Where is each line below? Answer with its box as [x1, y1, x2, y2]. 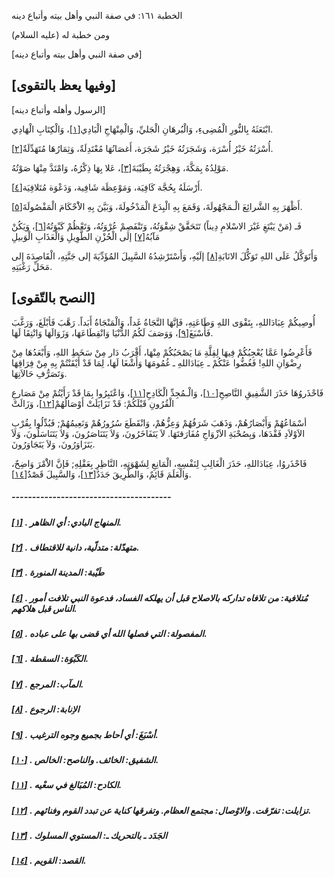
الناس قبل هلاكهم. [11, 602, 78, 614]
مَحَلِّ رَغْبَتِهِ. [11, 260, 53, 272]
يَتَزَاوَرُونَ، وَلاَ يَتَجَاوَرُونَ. [11, 438, 96, 450]
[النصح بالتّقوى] [11, 290, 96, 307]
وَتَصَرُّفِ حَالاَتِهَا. [11, 367, 68, 379]
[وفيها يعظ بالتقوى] [11, 77, 117, 94]
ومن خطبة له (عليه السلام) [11, 29, 110, 40]
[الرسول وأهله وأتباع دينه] [11, 103, 106, 115]
